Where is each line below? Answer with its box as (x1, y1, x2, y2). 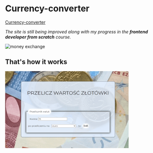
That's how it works (5, 58, 68, 66)
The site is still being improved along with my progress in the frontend (5, 29, 148, 34)
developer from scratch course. (5, 34, 72, 40)
